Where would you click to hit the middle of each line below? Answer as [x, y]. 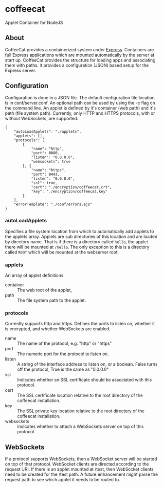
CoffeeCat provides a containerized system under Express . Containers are [80, 49]
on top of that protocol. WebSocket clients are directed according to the [77, 464]
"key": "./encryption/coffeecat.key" [69, 191]
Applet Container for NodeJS [34, 22]
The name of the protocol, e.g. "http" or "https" [64, 343]
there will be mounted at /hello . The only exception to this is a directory [77, 247]
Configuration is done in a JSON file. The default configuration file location [80, 97]
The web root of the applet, [45, 290]
